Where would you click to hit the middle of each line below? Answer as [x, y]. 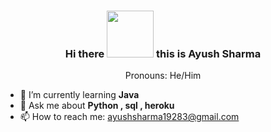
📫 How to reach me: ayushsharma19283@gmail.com [129, 117]
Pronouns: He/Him [163, 76]
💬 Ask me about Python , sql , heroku [97, 106]
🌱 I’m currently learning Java [79, 95]
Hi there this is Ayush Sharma [163, 53]
